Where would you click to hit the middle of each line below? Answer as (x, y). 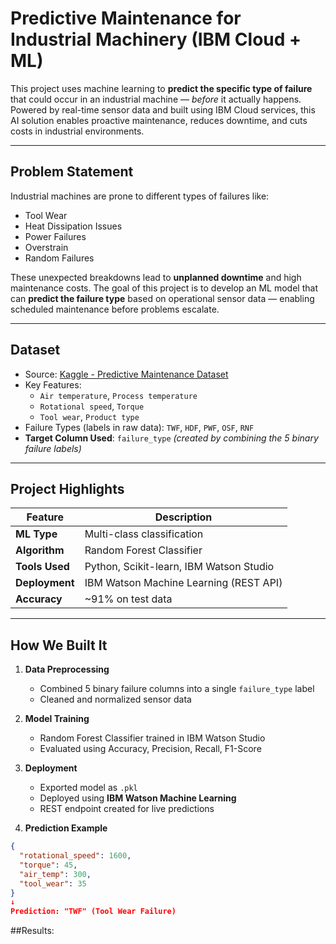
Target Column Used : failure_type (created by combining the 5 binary (171, 438)
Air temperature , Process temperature (118, 395)
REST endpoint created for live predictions (127, 809)
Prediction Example (66, 828)
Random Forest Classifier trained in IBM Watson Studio (152, 738)
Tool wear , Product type (89, 416)
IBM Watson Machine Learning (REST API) (183, 583)
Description (183, 517)
